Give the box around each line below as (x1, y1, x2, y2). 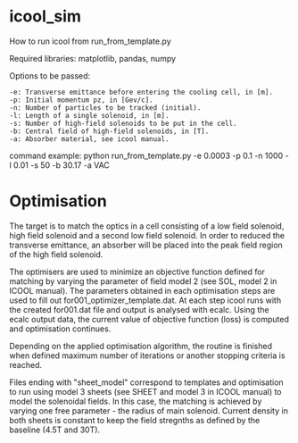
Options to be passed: (9, 70, 91, 81)
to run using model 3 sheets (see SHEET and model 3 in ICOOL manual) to (9, 386, 283, 397)
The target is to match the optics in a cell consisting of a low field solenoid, (9, 221, 285, 231)
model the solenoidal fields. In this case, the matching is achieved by (9, 396, 262, 406)
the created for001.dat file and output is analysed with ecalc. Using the (9, 304, 269, 314)
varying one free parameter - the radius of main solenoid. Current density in (9, 405, 288, 416)
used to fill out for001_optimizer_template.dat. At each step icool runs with (9, 295, 282, 305)
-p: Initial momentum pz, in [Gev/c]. (9, 96, 153, 104)
